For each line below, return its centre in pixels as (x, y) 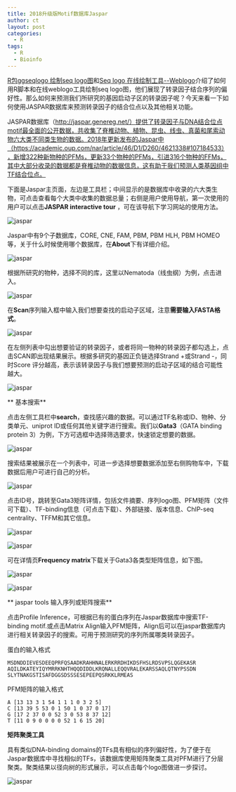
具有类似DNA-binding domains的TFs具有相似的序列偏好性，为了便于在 (110, 749)
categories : (25, 33)
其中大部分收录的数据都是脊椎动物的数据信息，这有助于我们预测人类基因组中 (118, 165)
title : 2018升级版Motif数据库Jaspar (58, 14)
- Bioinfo (28, 60)
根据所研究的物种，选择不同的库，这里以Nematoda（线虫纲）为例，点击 (112, 272)
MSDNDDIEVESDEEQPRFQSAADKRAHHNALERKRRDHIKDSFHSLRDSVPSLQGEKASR (102, 663)
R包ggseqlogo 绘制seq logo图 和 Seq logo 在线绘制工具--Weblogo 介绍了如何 (117, 80)
